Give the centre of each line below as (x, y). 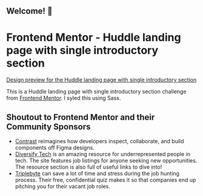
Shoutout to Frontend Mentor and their (81, 117)
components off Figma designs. (55, 148)
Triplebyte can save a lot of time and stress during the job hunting (97, 174)
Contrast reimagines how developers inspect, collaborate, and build (99, 141)
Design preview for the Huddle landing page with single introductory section (101, 80)
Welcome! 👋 (29, 11)
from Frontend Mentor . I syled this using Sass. (64, 98)
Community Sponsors (48, 127)
